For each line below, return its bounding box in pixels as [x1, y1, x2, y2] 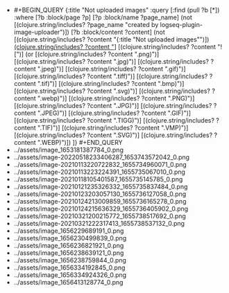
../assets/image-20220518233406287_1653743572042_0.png [13, 153, 189, 161]
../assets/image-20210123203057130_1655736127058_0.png [13, 190, 187, 198]
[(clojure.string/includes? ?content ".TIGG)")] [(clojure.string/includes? [13, 116, 215, 124]
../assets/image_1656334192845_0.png [13, 263, 126, 272]
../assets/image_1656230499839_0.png [13, 234, 127, 242]
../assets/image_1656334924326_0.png [13, 271, 127, 279]
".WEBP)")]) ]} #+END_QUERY [37, 139, 123, 146]
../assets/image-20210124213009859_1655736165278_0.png [13, 197, 187, 205]
